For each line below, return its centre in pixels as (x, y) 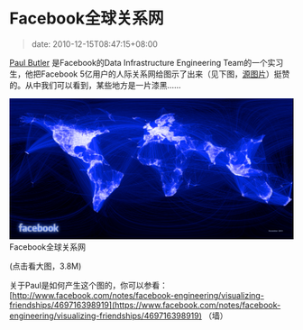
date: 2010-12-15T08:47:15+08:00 (94, 44)
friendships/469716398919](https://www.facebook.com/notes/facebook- (145, 305)
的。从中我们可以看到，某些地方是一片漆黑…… (96, 85)
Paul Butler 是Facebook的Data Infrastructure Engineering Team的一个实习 (147, 62)
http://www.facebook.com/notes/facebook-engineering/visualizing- (138, 296)
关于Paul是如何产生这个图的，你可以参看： (89, 286)
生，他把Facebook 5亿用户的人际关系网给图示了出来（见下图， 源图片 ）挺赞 (150, 74)
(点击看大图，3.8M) (46, 266)
